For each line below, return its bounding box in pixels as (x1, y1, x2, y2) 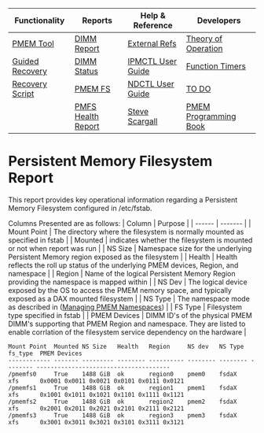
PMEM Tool (12, 39, 55, 49)
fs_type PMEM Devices (8, 350, 82, 357)
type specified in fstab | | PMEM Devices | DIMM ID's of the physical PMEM (8, 310, 253, 320)
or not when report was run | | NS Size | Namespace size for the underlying (8, 243, 252, 253)
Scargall (127, 116, 158, 127)
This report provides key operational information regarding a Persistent (8, 194, 238, 204)
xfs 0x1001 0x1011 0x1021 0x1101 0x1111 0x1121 (8, 390, 185, 398)
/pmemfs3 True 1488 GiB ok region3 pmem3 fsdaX (8, 411, 237, 420)
